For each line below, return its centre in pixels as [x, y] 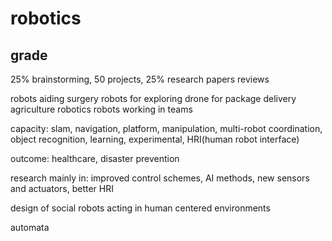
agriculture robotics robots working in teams [101, 109]
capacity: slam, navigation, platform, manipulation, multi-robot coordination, [166, 128]
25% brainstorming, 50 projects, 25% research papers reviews [140, 79]
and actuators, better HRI [62, 188]
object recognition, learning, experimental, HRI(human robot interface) [155, 139]
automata [30, 227]
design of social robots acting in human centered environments [140, 208]
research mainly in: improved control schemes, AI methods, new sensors [160, 178]
